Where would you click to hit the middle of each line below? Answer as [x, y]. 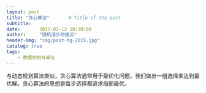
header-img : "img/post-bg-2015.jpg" [53, 40]
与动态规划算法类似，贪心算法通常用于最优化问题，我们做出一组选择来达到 [100, 76]
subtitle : [19, 23]
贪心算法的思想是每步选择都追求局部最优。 [76, 83]
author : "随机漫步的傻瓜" [42, 35]
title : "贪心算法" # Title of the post [64, 18]
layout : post [23, 12]
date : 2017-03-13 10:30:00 [49, 29]
